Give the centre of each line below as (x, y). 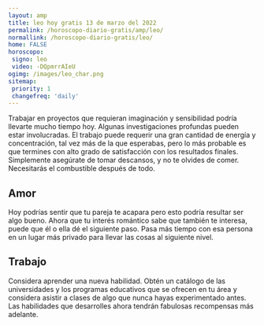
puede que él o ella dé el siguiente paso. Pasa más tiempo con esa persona (131, 229)
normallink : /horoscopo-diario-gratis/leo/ (81, 37)
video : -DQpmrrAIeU (44, 67)
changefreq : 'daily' (45, 96)
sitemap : (22, 81)
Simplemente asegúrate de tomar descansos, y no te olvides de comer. (124, 160)
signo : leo (29, 60)
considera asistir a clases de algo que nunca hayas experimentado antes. (127, 297)
